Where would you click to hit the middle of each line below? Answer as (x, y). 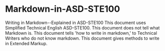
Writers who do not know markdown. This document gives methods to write (82, 38)
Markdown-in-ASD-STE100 (62, 9)
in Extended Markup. (26, 43)
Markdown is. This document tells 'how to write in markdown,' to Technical (81, 33)
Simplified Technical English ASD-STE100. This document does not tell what (82, 27)
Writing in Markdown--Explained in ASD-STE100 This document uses (76, 23)
